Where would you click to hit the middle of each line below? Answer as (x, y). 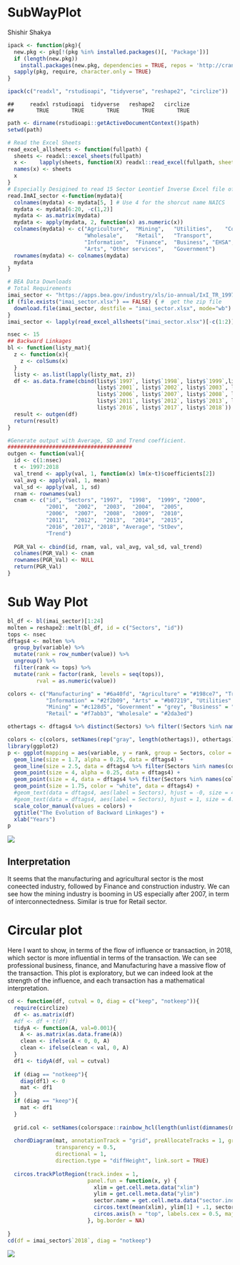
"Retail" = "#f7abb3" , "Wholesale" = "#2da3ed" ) (119, 714)
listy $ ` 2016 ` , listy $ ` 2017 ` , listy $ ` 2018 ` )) (164, 408)
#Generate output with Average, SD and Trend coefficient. (97, 440)
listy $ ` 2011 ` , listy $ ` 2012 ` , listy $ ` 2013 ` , (162, 401)
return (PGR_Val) (38, 567)
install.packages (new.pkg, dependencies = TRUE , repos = (107, 65)
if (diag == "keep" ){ (46, 1101)
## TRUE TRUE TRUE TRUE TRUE (99, 111)
